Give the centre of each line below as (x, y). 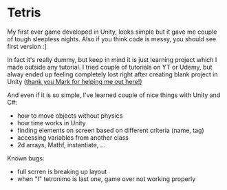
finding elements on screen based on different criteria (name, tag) (110, 130)
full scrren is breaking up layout (62, 171)
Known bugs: (26, 158)
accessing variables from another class (73, 137)
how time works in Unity (51, 123)
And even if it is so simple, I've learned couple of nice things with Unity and (114, 95)
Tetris (24, 13)
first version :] (27, 46)
